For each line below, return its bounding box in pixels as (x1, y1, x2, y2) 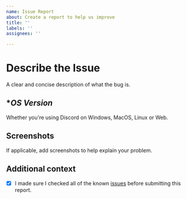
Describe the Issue (6, 62, 101, 75)
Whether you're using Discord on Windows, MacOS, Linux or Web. (6, 114, 169, 121)
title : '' (6, 20, 31, 25)
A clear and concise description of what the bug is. (6, 81, 131, 88)
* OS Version (6, 98, 53, 108)
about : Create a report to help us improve (6, 14, 115, 20)
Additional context (6, 164, 76, 174)
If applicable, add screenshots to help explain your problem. (6, 146, 153, 154)
